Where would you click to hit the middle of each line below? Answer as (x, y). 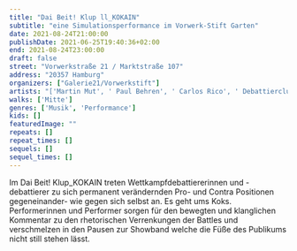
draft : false (33, 58)
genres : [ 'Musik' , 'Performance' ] (73, 108)
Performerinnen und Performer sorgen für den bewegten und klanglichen (143, 210)
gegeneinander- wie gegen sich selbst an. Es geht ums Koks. (121, 201)
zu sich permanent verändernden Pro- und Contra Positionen (163, 192)
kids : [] (25, 116)
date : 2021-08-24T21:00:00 (59, 34)
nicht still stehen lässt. (49, 239)
